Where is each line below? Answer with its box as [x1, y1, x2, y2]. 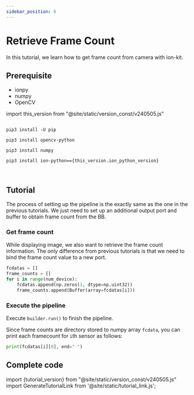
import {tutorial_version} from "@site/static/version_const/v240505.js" [6, 376, 177, 383]
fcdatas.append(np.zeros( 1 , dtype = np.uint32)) [16, 282, 133, 288]
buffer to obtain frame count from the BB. [6, 213, 106, 220]
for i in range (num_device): [6, 276, 78, 282]
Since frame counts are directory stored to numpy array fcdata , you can [6, 326, 180, 334]
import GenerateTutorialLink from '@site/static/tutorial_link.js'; [6, 382, 156, 389]
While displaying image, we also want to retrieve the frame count [6, 241, 163, 249]
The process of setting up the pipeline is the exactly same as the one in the [6, 201, 188, 208]
